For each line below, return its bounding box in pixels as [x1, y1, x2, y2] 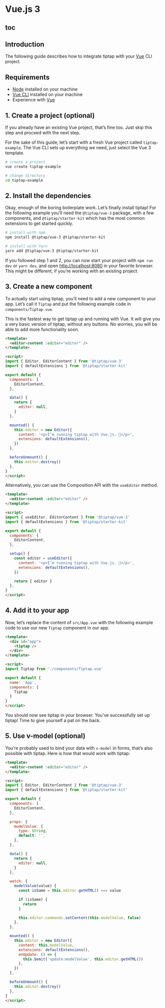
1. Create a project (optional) [5, 111, 95, 120]
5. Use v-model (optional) [5, 732, 86, 740]
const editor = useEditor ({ [14, 556, 72, 561]
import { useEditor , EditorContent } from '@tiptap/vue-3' [5, 515, 130, 520]
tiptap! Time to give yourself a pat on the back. [5, 718, 101, 724]
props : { [9, 819, 28, 824]
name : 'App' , [9, 680, 37, 685]
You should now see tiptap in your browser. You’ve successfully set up [5, 712, 150, 718]
